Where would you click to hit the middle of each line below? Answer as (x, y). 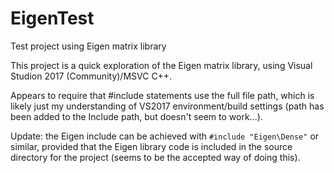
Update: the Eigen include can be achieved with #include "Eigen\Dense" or (165, 136)
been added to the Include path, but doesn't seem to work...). (136, 116)
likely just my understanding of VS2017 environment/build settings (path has (167, 106)
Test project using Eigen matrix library (88, 46)
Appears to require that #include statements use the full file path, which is (162, 95)
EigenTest (52, 18)
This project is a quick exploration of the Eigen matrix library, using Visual (161, 65)
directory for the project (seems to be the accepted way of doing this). (155, 157)
